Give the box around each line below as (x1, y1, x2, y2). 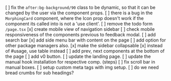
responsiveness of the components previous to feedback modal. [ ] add (5, 32, 156, 37)
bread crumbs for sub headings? (5, 70, 74, 76)
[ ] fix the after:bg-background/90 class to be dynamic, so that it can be (5, 5, 156, 10)
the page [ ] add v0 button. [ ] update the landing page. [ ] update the (5, 53, 151, 59)
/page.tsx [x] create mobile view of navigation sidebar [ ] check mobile (5, 26, 155, 32)
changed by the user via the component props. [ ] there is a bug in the (5, 10, 153, 16)
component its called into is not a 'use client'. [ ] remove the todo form (5, 21, 153, 27)
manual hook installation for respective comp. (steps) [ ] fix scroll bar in (5, 59, 156, 65)
